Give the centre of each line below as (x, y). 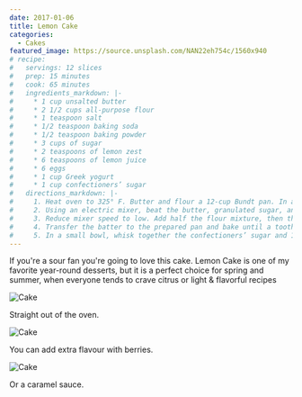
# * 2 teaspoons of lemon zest (76, 151)
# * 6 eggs (38, 168)
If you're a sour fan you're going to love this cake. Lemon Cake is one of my (149, 261)
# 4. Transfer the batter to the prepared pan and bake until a (140, 227)
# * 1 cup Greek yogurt (62, 176)
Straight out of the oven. (54, 315)
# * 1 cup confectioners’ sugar (78, 185)
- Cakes (32, 43)
